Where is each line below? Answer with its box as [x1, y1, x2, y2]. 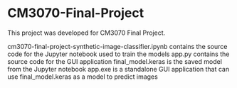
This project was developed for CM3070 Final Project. [7, 28, 166, 37]
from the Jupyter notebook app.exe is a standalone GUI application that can [7, 65, 230, 73]
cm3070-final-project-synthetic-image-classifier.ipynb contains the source [7, 42, 228, 50]
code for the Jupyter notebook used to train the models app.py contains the [7, 50, 230, 58]
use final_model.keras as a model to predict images [7, 72, 158, 81]
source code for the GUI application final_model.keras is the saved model [7, 57, 223, 65]
